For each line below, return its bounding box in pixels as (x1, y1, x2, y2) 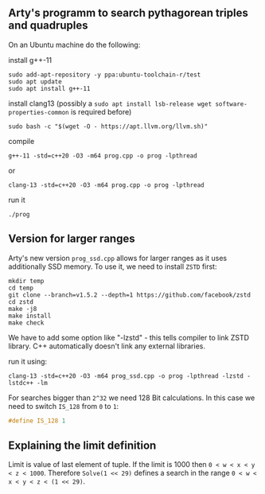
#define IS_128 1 (8, 417, 66, 425)
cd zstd (8, 298, 34, 305)
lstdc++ (8, 379, 34, 387)
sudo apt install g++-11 (8, 84, 91, 92)
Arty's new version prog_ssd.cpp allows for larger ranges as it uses (8, 253, 228, 263)
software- (214, 99, 248, 108)
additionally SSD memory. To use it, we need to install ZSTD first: (8, 262, 217, 271)
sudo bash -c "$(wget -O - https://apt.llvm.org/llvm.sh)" (8, 123, 208, 130)
